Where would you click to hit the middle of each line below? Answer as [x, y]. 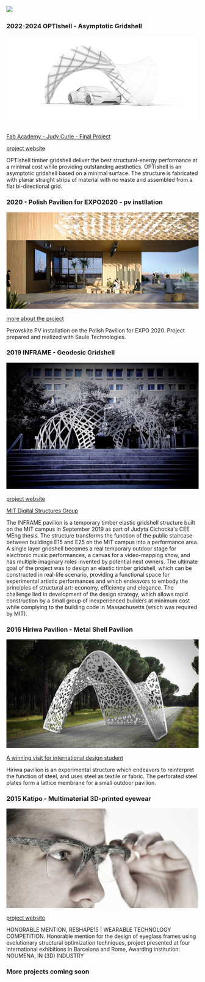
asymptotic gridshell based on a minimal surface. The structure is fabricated [102, 173]
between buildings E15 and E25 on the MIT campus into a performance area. [103, 542]
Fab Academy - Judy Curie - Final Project [59, 137]
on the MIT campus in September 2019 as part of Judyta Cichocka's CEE [98, 529]
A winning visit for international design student [65, 758]
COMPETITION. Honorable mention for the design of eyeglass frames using [101, 936]
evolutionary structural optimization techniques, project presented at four [98, 943]
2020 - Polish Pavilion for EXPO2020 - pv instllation [85, 202]
